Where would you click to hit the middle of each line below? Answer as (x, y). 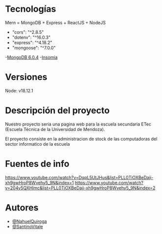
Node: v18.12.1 (19, 91)
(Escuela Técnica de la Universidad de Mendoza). (55, 129)
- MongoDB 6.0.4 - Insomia (31, 57)
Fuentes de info (37, 164)
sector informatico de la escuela (37, 144)
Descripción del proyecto (58, 111)
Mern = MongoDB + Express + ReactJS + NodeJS (56, 23)
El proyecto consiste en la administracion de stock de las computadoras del (81, 139)
